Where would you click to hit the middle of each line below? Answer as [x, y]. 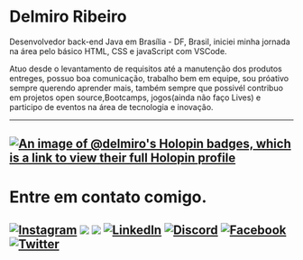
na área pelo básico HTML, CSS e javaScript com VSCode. [118, 51]
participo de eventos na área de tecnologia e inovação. [111, 107]
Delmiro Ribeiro [68, 17]
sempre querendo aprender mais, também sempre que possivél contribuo [147, 88]
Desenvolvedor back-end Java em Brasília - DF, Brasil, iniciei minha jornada [150, 42]
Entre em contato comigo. [108, 197]
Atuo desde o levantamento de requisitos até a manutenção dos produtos [146, 69]
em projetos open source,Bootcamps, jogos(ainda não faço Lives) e [135, 97]
